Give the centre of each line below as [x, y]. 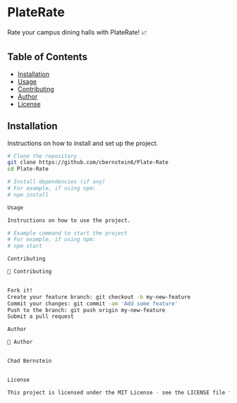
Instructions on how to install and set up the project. [83, 143]
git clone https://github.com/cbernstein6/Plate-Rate [88, 163]
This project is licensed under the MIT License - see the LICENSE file [116, 392]
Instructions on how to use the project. [69, 220]
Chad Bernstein [30, 361]
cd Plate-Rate [28, 169]
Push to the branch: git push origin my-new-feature [86, 310]
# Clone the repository [42, 156]
